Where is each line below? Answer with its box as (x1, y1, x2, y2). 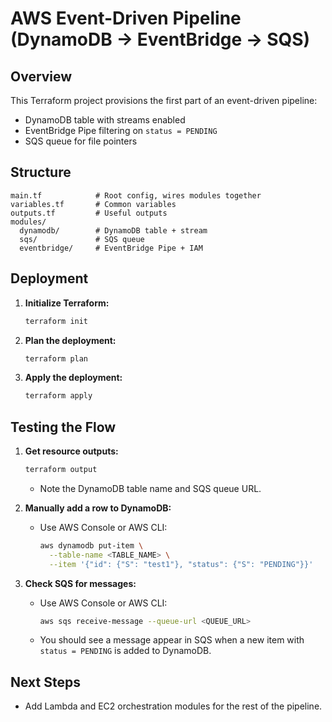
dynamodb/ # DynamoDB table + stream (19, 225, 208, 236)
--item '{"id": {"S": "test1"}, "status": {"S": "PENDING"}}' (48, 559, 314, 569)
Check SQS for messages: (24, 577, 137, 589)
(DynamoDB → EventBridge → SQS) (10, 28, 311, 51)
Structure (10, 164, 72, 181)
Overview (10, 68, 73, 85)
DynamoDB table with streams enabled (24, 114, 186, 126)
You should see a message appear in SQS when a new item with (39, 634, 305, 646)
